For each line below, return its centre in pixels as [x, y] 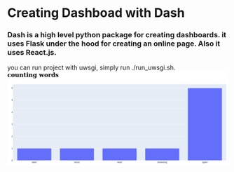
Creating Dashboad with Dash [96, 13]
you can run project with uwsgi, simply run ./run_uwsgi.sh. [91, 67]
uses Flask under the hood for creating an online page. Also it [114, 44]
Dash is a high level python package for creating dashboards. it [117, 35]
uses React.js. [32, 53]
